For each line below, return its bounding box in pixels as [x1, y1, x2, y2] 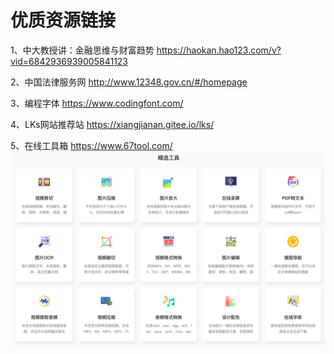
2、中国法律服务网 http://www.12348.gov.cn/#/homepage [10, 76, 248, 88]
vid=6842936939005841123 [10, 55, 129, 67]
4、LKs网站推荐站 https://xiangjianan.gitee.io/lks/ [10, 118, 215, 130]
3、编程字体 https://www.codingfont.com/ [10, 97, 184, 109]
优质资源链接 [10, 9, 117, 32]
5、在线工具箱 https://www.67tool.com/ [10, 139, 173, 151]
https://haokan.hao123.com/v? [156, 44, 282, 56]
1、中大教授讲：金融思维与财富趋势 [10, 44, 155, 56]
